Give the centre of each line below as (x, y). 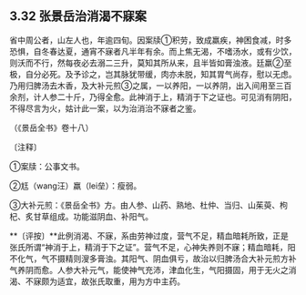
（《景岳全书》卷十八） (51, 127)
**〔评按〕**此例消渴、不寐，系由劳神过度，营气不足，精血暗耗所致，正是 (149, 236)
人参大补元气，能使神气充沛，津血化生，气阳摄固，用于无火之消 (177, 270)
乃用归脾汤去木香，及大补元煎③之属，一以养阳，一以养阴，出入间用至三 (147, 86)
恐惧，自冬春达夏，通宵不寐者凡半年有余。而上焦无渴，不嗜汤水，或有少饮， (153, 51)
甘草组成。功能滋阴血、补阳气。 (93, 216)
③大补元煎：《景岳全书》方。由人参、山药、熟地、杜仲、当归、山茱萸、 (145, 205)
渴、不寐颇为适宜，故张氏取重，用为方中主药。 (97, 281)
